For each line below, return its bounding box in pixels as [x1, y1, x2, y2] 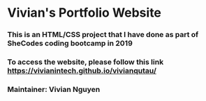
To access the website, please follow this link [7, 57, 164, 67]
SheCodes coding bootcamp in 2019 [7, 38, 133, 48]
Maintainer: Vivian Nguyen [7, 84, 101, 94]
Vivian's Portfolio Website [7, 5, 162, 21]
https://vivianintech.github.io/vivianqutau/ [7, 66, 157, 76]
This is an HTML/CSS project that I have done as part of [7, 30, 199, 40]
